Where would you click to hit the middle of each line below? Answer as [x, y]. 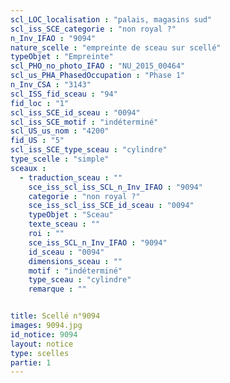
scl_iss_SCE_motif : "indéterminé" [84, 122]
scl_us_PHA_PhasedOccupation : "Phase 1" [98, 76]
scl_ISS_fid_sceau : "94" [64, 94]
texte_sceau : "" [64, 224]
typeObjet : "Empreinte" [62, 57]
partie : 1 [31, 362]
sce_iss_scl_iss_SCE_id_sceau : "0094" [111, 206]
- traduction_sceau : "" [71, 177]
